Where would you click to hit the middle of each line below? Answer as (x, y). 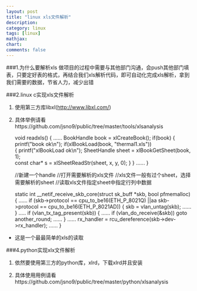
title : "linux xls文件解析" (39, 17)
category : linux (26, 28)
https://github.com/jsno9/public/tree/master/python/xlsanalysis (91, 282)
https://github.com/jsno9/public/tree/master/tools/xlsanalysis (89, 126)
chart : (14, 45)
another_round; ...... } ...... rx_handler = (61, 219)
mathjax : (17, 39)
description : (22, 22)
